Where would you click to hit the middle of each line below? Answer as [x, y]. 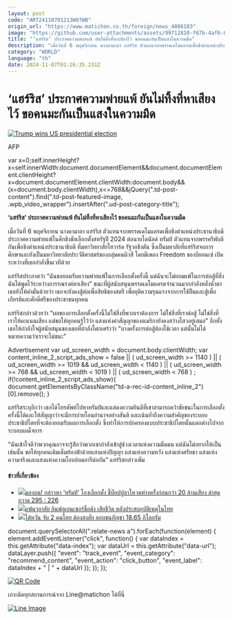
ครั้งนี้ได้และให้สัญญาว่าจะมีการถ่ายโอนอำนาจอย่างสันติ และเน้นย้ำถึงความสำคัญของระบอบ [108, 415]
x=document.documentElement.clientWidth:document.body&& [96, 182]
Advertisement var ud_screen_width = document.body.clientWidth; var [108, 350]
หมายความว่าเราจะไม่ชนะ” [37, 336]
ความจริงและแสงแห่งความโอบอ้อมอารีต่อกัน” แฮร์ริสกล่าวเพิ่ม [76, 459]
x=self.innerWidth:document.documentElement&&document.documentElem [115, 167]
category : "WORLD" [34, 52]
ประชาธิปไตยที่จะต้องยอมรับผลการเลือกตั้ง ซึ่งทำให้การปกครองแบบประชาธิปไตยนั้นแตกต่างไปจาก [116, 422]
